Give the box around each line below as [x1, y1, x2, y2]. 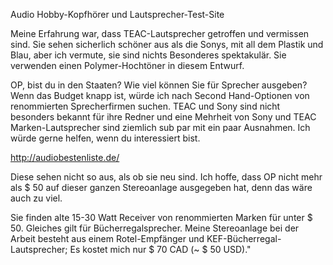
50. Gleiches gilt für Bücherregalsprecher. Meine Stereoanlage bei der [10, 222, 300, 234]
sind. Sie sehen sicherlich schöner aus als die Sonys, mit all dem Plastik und [10, 39, 324, 50]
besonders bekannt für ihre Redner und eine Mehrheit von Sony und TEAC [10, 111, 317, 123]
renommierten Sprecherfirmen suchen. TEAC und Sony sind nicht [10, 100, 281, 112]
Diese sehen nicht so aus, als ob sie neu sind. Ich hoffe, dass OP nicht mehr [10, 171, 323, 183]
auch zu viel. [10, 192, 63, 204]
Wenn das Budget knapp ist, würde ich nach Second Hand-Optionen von [10, 90, 310, 101]
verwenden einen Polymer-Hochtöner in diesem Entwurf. [10, 60, 245, 71]
